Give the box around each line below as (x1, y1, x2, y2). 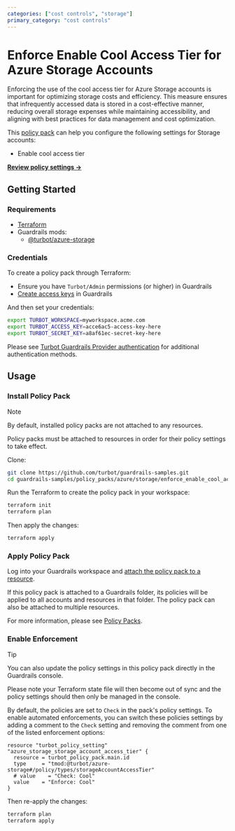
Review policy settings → (7, 163, 82, 172)
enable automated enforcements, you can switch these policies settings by (7, 713, 223, 722)
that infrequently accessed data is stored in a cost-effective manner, (7, 100, 204, 109)
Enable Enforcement (7, 634, 78, 644)
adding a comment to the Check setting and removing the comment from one (7, 720, 227, 729)
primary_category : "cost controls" (7, 17, 111, 24)
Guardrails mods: (17, 228, 67, 236)
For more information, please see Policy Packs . (7, 616, 143, 625)
